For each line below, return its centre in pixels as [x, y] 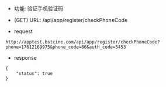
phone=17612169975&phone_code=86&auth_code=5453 [66, 47]
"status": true [34, 74]
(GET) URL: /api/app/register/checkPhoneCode [71, 20]
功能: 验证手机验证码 [39, 8]
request [23, 31]
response [25, 58]
